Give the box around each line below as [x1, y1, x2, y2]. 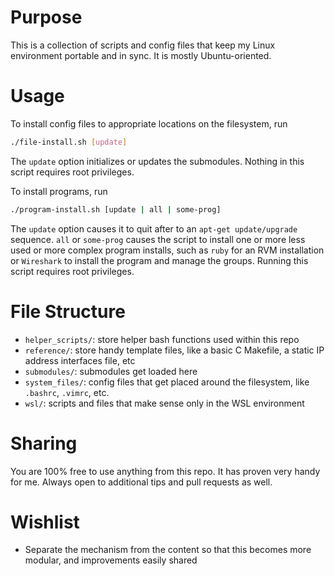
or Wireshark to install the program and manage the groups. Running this [10, 254, 309, 266]
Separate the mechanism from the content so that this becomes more [24, 544, 312, 556]
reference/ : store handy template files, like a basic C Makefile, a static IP [24, 344, 325, 356]
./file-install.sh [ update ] [10, 137, 128, 147]
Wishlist [10, 511, 80, 533]
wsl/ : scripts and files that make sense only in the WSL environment [24, 397, 305, 409]
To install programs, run [10, 185, 108, 197]
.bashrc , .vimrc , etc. [24, 386, 110, 398]
